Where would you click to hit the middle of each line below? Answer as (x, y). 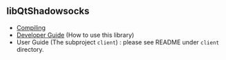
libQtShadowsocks (48, 11)
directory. (30, 49)
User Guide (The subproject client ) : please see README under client (118, 42)
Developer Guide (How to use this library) (75, 35)
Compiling (31, 27)
